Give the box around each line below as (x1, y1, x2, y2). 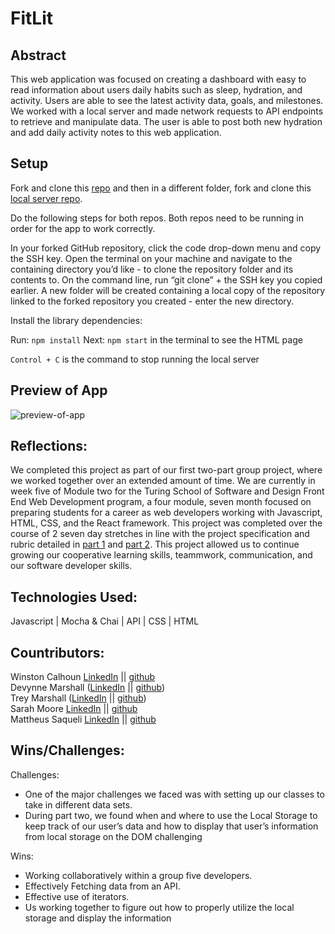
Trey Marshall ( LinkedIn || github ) (10, 692, 147, 704)
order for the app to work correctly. (10, 222, 156, 234)
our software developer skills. (10, 560, 133, 572)
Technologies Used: (10, 588, 138, 606)
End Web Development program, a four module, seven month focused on (10, 496, 312, 508)
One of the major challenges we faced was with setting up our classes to (24, 788, 325, 800)
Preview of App (10, 382, 108, 399)
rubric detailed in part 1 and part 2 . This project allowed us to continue (10, 538, 300, 551)
